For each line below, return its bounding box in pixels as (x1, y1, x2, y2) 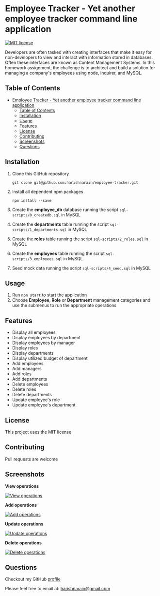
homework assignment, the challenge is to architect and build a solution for (5, 64, 155, 71)
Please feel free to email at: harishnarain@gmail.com (5, 586, 111, 592)
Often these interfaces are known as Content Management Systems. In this (5, 59, 155, 65)
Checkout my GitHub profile (5, 576, 61, 582)
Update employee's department (12, 402, 76, 408)
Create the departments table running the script (12, 221, 109, 227)
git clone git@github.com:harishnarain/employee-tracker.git (12, 180, 139, 185)
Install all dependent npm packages (12, 189, 83, 194)
